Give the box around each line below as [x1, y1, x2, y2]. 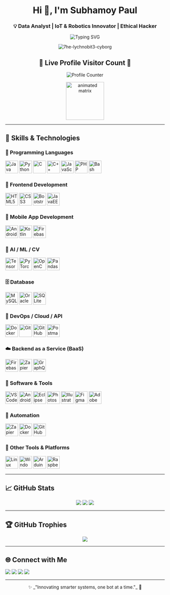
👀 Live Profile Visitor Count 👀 [38, 58, 132, 67]
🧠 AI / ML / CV [5, 246, 40, 253]
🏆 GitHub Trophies [5, 520, 67, 529]
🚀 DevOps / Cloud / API [5, 313, 63, 320]
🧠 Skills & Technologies [5, 133, 80, 142]
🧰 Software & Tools [5, 379, 53, 386]
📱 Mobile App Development [5, 213, 74, 220]
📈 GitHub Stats [5, 484, 55, 492]
